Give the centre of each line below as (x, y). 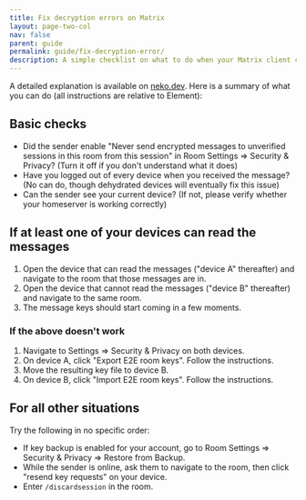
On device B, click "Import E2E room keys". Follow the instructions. (148, 379)
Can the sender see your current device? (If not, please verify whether (155, 194)
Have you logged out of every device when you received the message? (156, 175)
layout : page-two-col (51, 26)
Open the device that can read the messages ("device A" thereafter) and (158, 268)
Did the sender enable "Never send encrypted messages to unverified (154, 145)
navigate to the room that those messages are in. (114, 278)
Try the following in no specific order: (80, 430)
